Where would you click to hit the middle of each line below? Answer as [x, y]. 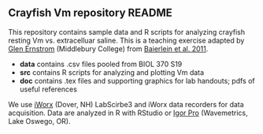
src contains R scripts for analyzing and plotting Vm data [112, 72]
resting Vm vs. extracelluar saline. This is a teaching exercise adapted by [126, 40]
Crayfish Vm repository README [90, 13]
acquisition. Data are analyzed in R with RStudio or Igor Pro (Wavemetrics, [128, 113]
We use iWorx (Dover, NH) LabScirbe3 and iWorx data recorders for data [126, 104]
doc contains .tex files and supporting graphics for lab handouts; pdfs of [137, 80]
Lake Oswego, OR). [39, 121]
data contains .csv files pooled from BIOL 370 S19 [101, 64]
